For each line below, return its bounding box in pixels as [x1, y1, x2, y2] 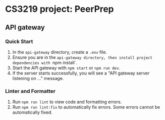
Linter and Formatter [5, 87, 56, 94]
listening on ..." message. [12, 75, 64, 81]
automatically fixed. [12, 110, 53, 116]
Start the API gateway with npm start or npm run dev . [12, 65, 120, 71]
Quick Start [5, 38, 33, 45]
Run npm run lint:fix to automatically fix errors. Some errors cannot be [12, 104, 160, 110]
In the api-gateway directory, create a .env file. [12, 49, 108, 55]
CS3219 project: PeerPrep [5, 3, 114, 15]
